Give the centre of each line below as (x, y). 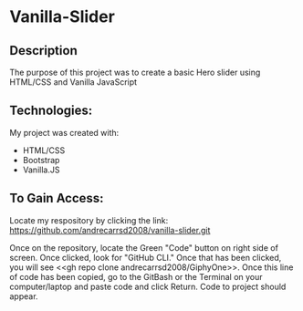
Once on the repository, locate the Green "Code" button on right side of (144, 247)
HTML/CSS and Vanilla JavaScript (73, 82)
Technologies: (51, 111)
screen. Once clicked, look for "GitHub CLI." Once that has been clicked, (146, 257)
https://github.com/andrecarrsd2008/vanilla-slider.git (110, 230)
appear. (24, 296)
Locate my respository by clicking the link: (89, 220)
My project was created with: (64, 132)
